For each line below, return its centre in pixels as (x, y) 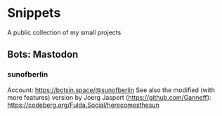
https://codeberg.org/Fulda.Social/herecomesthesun (83, 105)
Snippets (34, 13)
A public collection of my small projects (64, 32)
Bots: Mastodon (43, 54)
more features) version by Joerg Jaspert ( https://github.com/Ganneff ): (109, 97)
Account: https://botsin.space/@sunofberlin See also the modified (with (111, 90)
